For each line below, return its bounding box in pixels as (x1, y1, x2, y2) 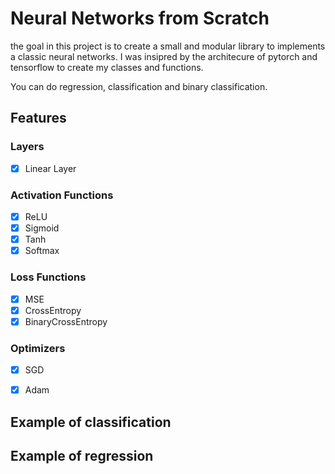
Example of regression (10, 447, 154, 464)
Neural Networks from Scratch (10, 7, 270, 30)
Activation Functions (10, 188, 114, 202)
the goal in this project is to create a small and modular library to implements (10, 40, 326, 52)
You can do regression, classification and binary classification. (10, 80, 268, 92)
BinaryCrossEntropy (24, 315, 108, 327)
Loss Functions (10, 270, 87, 284)
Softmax (24, 245, 60, 257)
